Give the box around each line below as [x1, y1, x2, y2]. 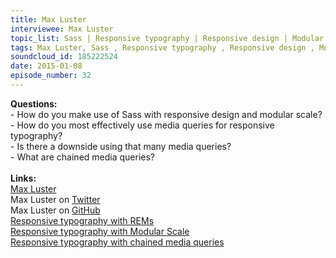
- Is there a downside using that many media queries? [10, 140, 232, 152]
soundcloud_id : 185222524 [10, 52, 118, 62]
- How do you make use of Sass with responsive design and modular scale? [10, 108, 323, 120]
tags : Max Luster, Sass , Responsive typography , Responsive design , [10, 42, 315, 53]
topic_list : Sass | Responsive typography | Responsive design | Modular [10, 33, 325, 43]
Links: [10, 172, 37, 184]
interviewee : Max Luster [10, 24, 114, 34]
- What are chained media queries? [10, 151, 156, 163]
